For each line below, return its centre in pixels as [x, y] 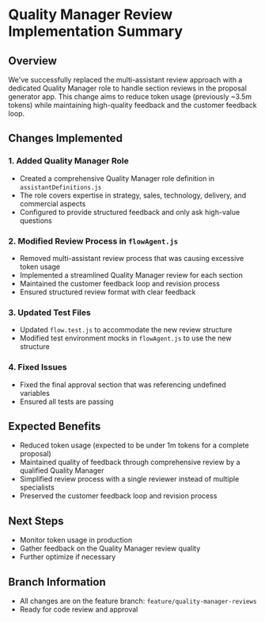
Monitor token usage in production [76, 540]
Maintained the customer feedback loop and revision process [119, 283]
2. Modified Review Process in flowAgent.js [93, 241]
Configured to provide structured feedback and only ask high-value [130, 212]
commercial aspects [53, 203]
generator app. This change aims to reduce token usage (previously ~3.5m [130, 96]
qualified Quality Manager [62, 470]
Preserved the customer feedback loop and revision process [118, 496]
